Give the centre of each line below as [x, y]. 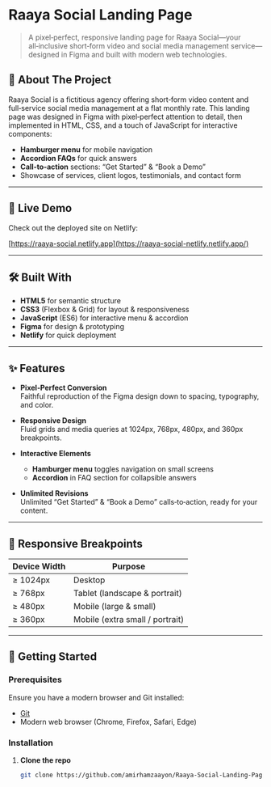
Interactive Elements [55, 454]
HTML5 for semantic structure [71, 301]
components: [30, 133]
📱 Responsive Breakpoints [76, 544]
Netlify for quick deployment [68, 335]
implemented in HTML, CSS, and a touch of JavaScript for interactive [123, 125]
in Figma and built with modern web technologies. [144, 54]
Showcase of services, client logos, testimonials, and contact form [131, 175]
